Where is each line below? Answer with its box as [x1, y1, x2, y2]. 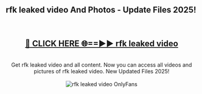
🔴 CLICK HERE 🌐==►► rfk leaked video [24, 39, 179, 49]
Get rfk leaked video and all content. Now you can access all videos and [11, 61, 192, 69]
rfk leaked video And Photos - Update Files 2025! [5, 5, 197, 15]
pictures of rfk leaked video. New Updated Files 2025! [33, 67, 170, 75]
